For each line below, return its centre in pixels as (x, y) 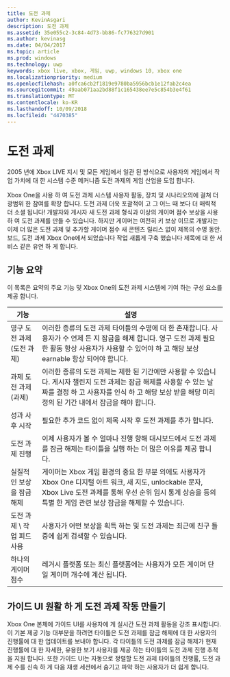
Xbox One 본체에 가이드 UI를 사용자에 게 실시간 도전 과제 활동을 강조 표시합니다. (114, 624)
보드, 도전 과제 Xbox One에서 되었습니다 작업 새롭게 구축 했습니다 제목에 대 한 (111, 238)
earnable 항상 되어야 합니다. (85, 359)
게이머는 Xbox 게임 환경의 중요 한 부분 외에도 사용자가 (124, 472)
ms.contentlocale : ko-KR (42, 103)
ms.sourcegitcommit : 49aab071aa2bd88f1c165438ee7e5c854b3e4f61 (99, 90)
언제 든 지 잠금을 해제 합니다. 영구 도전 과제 (136, 338)
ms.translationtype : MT (41, 97)
